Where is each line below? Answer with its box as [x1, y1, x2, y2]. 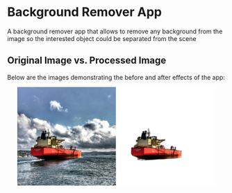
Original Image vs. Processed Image [7, 55, 167, 67]
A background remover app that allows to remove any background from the [7, 27, 223, 35]
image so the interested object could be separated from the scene [7, 34, 197, 42]
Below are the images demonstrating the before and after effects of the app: [7, 73, 226, 81]
